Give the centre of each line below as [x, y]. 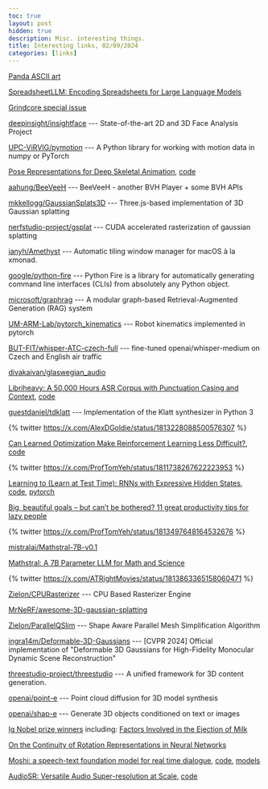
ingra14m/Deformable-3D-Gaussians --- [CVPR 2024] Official [111, 641]
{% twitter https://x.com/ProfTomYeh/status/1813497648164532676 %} [127, 532]
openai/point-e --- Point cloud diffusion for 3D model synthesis [113, 698]
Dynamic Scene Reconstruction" [62, 658]
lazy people [28, 516]
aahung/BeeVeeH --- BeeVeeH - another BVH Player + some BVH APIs [126, 187]
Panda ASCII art [35, 76]
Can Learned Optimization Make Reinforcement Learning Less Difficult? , [128, 443]
